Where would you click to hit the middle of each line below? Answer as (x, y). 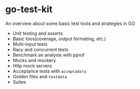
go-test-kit (29, 9)
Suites (19, 82)
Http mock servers (32, 66)
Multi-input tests (30, 44)
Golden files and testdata (40, 76)
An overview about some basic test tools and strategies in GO (70, 23)
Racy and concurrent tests (41, 49)
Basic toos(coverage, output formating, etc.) (59, 39)
